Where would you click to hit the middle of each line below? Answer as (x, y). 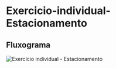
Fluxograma (28, 45)
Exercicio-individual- (59, 11)
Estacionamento (47, 23)
